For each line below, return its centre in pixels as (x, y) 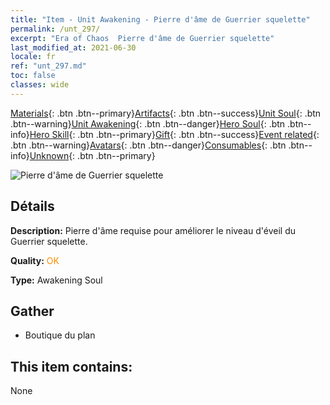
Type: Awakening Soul (56, 280)
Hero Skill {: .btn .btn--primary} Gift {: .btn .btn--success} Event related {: (174, 134)
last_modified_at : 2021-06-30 (73, 47)
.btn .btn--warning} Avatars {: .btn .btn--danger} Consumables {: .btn (148, 145)
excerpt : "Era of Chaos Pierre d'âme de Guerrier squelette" (142, 38)
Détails (32, 206)
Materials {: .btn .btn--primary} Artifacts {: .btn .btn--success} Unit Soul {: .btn (166, 113)
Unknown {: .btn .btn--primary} (92, 155)
